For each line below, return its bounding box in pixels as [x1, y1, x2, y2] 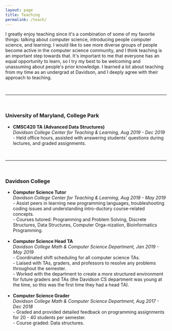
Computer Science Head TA [12, 238, 73, 244]
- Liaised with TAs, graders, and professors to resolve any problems [12, 260, 156, 266]
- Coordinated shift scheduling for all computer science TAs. [12, 254, 140, 260]
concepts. [12, 211, 34, 217]
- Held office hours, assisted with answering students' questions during [12, 134, 164, 141]
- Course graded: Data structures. [12, 320, 84, 326]
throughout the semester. [12, 265, 67, 272]
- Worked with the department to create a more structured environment [12, 271, 164, 277]
